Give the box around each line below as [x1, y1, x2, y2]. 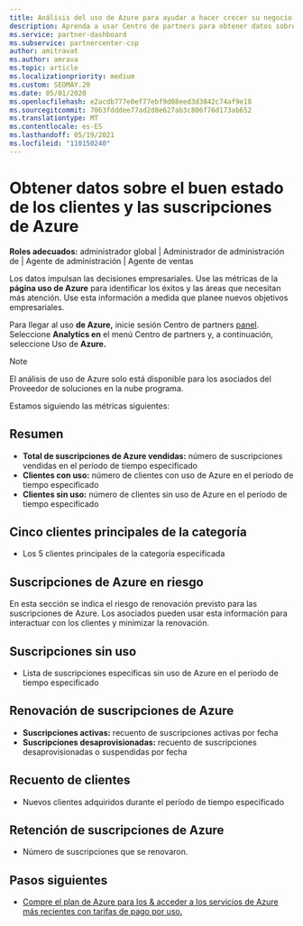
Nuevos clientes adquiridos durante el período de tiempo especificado [22, 796, 285, 807]
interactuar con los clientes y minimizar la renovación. [9, 618, 210, 628]
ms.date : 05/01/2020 [9, 88, 87, 97]
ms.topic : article [9, 64, 78, 73]
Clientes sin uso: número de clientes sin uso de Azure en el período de [22, 489, 288, 500]
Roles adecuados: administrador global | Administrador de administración [9, 245, 285, 257]
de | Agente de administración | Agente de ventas [9, 255, 194, 266]
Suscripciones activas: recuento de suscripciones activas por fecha [22, 727, 279, 738]
